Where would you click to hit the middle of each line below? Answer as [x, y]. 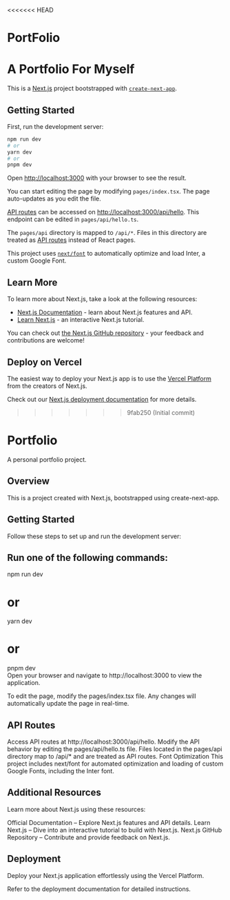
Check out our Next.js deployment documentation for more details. [102, 399]
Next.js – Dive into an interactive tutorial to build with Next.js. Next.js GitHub [115, 830]
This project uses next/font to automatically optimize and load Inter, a [106, 254]
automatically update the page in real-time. [68, 704]
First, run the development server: [55, 126]
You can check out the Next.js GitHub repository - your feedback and [106, 333]
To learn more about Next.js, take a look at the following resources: [102, 299]
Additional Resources [54, 793]
